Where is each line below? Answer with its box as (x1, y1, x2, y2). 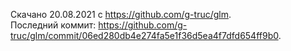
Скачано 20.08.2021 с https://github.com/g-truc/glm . (10, 9, 232, 20)
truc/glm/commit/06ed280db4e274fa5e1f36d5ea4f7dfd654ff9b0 (10, 30, 279, 41)
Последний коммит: (10, 19, 97, 31)
